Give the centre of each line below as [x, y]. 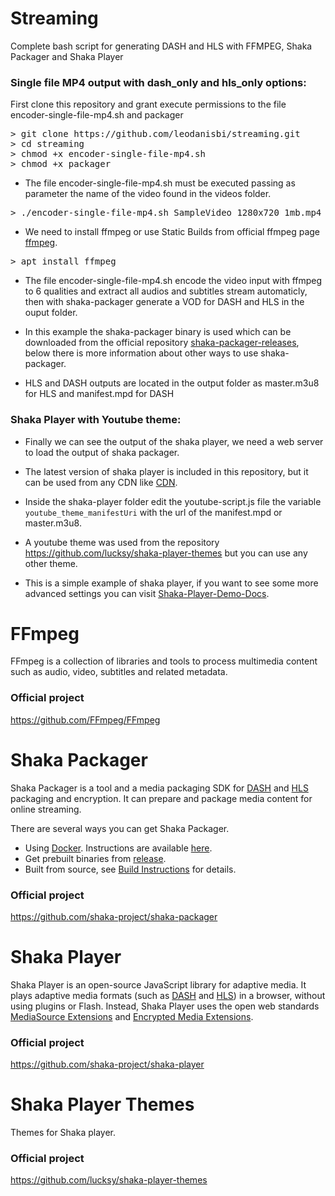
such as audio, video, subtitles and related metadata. [119, 672]
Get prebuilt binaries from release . [95, 858]
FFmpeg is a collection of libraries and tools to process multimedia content [164, 661]
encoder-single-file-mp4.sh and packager [97, 115]
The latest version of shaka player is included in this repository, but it [166, 471]
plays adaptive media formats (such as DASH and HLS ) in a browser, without [168, 995]
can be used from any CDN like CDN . [101, 482]
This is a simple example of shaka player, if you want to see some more [171, 583]
